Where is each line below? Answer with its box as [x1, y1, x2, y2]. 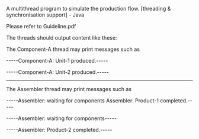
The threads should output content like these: [6, 34, 117, 41]
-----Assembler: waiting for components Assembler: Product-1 [6, 97, 159, 104]
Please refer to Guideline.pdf [6, 23, 76, 30]
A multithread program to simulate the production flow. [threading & [6, 5, 171, 12]
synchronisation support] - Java [6, 11, 85, 18]
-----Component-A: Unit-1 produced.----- [6, 57, 108, 64]
